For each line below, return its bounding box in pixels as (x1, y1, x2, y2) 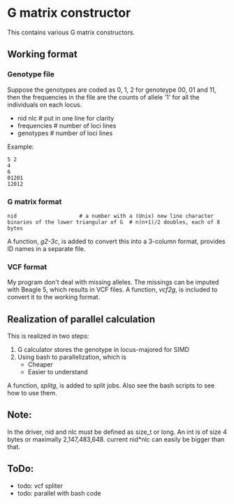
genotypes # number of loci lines (17, 128, 113, 137)
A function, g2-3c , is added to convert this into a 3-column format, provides (7, 237, 226, 245)
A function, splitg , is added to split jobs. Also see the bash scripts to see (7, 381, 215, 390)
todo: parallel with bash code (17, 489, 101, 497)
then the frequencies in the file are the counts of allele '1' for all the (7, 93, 200, 101)
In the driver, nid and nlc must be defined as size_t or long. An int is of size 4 (7, 428, 227, 436)
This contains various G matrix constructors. (7, 28, 135, 36)
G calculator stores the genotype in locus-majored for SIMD (17, 346, 190, 354)
